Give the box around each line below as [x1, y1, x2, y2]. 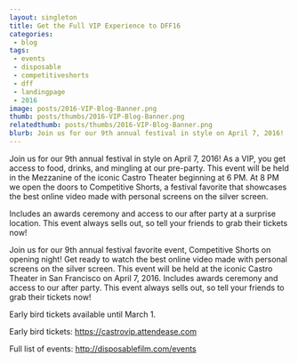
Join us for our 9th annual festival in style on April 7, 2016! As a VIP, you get [9, 153, 286, 164]
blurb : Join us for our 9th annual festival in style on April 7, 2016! [9, 129, 285, 138]
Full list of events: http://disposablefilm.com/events [9, 343, 197, 354]
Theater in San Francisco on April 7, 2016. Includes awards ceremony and [9, 272, 278, 283]
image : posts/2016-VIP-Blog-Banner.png [9, 104, 157, 113]
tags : [9, 46, 29, 55]
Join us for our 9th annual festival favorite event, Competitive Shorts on [9, 244, 271, 254]
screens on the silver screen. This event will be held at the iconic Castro [9, 263, 273, 274]
